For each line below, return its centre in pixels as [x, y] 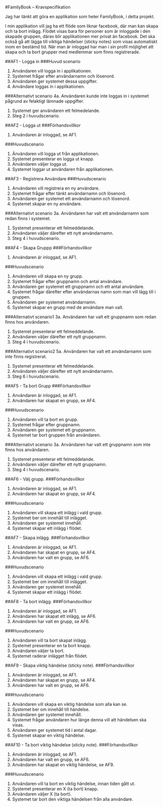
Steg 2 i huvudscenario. [36, 116]
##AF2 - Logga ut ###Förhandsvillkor [43, 125]
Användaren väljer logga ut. [40, 164]
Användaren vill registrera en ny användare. [56, 188]
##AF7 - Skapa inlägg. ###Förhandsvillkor [47, 538]
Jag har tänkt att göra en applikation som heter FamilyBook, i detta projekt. [80, 16]
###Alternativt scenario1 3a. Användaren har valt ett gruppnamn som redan [81, 317]
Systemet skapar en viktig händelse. [48, 735]
